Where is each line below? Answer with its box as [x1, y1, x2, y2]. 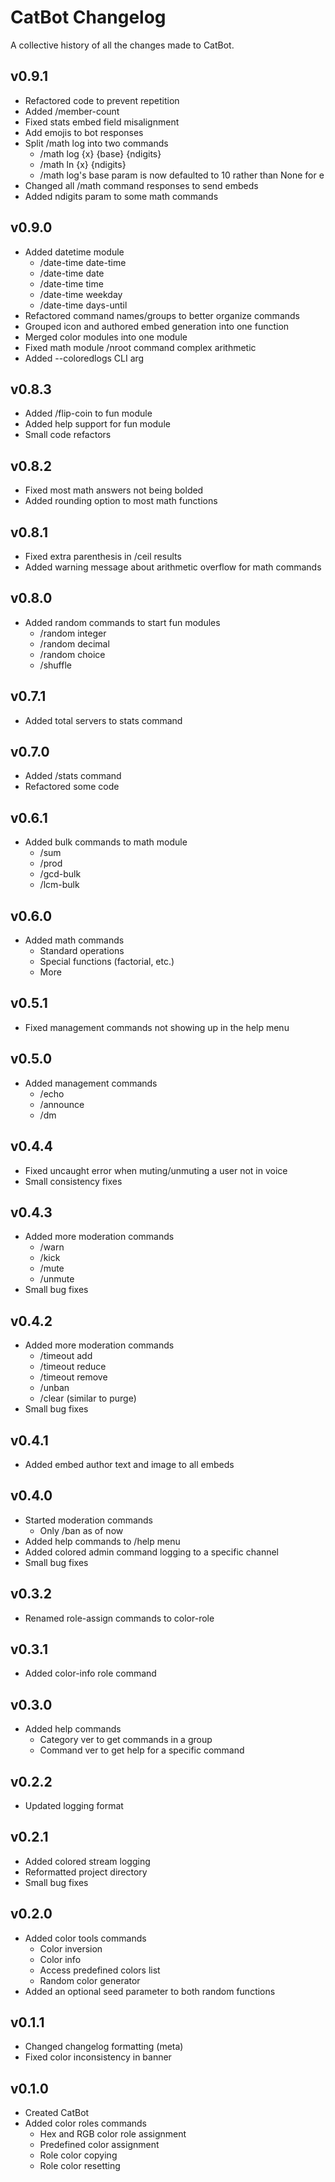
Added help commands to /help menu [24, 1535, 181, 1547]
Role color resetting [39, 2160, 121, 2172]
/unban [39, 1382, 70, 1394]
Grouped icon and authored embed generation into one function [24, 320, 290, 332]
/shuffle [39, 659, 72, 671]
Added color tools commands [24, 1932, 147, 1944]
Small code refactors [24, 429, 112, 441]
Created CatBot [24, 2107, 90, 2119]
